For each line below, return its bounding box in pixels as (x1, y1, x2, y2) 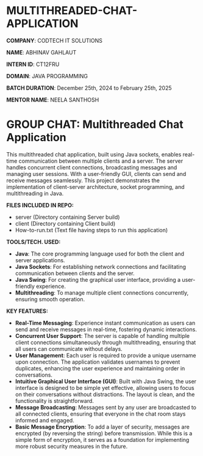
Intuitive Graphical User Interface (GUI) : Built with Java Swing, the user (15, 377, 197, 385)
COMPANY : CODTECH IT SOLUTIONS (6, 37, 102, 44)
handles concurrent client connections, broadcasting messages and (6, 163, 177, 171)
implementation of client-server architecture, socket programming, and (6, 183, 185, 190)
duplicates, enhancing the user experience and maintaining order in (15, 364, 185, 372)
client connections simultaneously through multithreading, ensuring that (15, 339, 196, 346)
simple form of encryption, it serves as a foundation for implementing (15, 436, 190, 443)
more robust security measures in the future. (15, 443, 128, 450)
